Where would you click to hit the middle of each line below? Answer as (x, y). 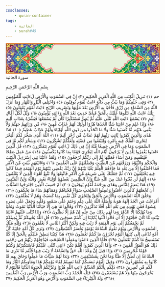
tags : (11, 21)
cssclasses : (18, 10)
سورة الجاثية (17, 77)
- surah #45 (25, 31)
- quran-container (33, 15)
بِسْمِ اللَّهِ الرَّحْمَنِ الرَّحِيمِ (27, 87)
